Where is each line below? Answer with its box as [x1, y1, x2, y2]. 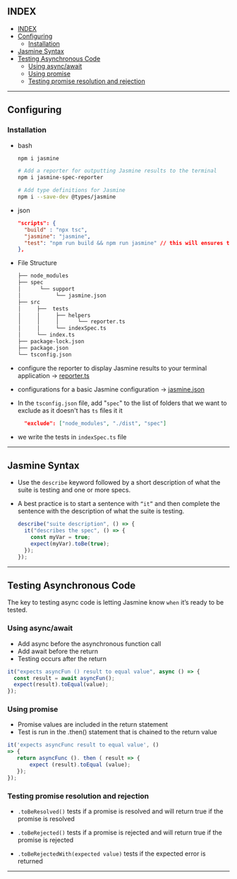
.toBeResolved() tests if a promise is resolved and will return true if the [17, 807, 224, 816]
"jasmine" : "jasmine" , [24, 233, 91, 240]
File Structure [17, 259, 58, 267]
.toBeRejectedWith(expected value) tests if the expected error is [17, 849, 206, 858]
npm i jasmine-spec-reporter [17, 174, 104, 181]
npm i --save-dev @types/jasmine [17, 193, 116, 200]
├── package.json [17, 344, 69, 351]
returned [17, 857, 44, 866]
